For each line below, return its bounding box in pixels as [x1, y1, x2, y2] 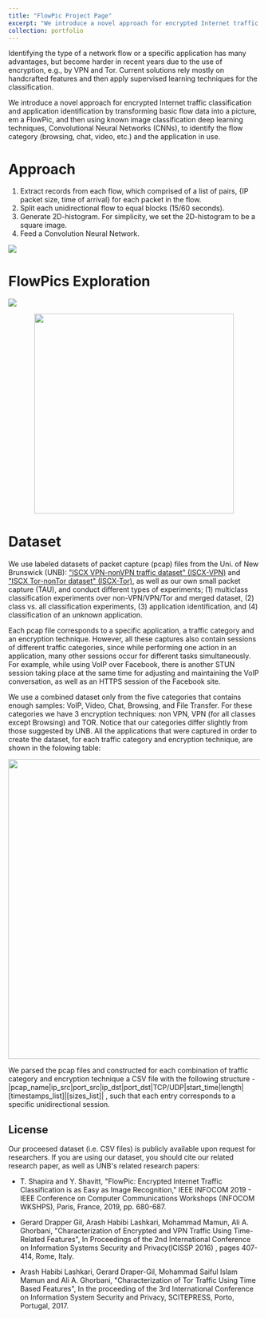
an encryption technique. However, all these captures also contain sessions [8, 634, 257, 644]
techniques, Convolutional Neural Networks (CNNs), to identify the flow [8, 123, 243, 133]
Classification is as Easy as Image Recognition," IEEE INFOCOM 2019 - [19, 1185, 252, 1194]
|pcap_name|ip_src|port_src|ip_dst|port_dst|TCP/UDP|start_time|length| [8, 1083, 245, 1092]
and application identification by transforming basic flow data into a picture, [8, 106, 257, 116]
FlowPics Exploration [8, 272, 151, 290]
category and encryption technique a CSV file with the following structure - [8, 1074, 255, 1084]
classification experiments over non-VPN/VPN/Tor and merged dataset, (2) [8, 593, 254, 603]
